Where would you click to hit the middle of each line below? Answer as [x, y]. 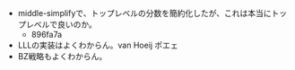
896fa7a [47, 35]
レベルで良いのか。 [61, 24]
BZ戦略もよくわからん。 [62, 56]
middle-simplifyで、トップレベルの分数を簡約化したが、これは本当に [144, 13]
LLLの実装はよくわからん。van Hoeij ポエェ [98, 45]
